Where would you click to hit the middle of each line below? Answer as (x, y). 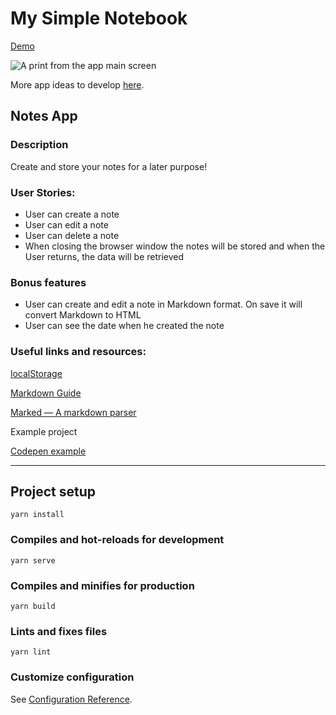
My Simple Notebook (99, 18)
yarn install (37, 515)
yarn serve (33, 560)
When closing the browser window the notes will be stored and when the (175, 246)
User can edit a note (66, 224)
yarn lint (31, 652)
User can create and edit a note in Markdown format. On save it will (163, 304)
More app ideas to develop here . (77, 84)
